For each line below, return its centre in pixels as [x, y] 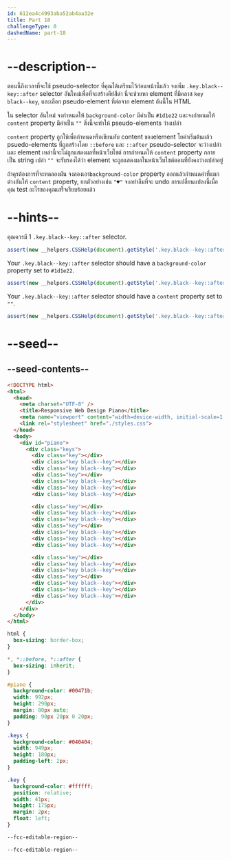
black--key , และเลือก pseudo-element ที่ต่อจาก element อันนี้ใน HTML [99, 101]
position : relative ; [43, 793]
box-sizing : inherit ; [44, 666]
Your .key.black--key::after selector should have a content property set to [115, 296]
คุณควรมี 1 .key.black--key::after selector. [67, 237]
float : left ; [32, 819]
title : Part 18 [29, 20]
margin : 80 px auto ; [41, 710]
